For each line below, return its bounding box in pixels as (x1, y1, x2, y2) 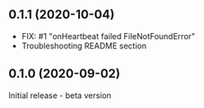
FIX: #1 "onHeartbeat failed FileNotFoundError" (21, 30, 196, 41)
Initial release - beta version (8, 89, 111, 101)
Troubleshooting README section (21, 40, 147, 51)
